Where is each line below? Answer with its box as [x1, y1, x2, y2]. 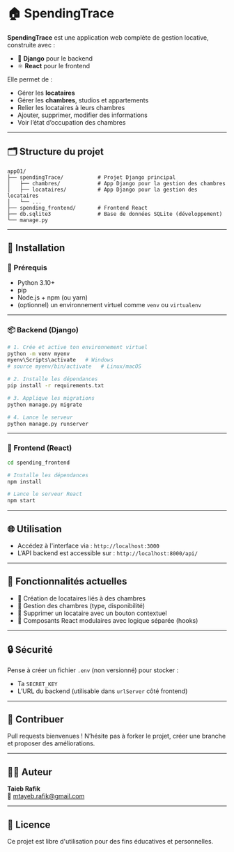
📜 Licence [7, 819, 51, 830]
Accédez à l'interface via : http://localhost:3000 [17, 541, 160, 550]
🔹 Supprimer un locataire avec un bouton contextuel [17, 609, 167, 617]
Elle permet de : [7, 75, 53, 84]
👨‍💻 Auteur [7, 766, 52, 777]
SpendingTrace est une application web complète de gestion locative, [7, 33, 209, 42]
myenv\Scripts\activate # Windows [7, 357, 114, 364]
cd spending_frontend [7, 459, 70, 466]
